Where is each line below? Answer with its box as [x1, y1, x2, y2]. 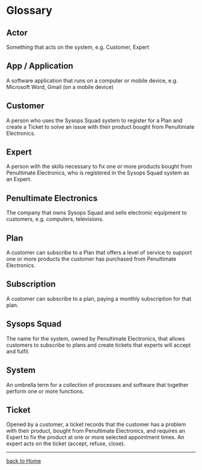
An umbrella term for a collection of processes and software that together [6, 381, 189, 388]
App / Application [6, 61, 73, 71]
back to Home [6, 457, 41, 465]
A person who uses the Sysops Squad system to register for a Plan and [6, 117, 183, 124]
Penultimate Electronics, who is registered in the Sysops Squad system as [6, 169, 189, 176]
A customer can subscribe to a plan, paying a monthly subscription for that [6, 295, 192, 302]
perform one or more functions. [6, 388, 85, 395]
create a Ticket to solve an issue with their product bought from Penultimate [6, 123, 195, 130]
